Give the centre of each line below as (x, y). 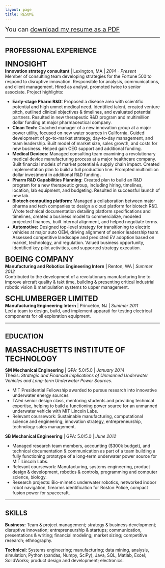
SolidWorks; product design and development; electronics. (65, 560)
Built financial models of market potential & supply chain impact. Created (86, 164)
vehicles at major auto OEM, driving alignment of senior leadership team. (86, 232)
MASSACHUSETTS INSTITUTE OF (65, 350)
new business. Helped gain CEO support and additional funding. (77, 149)
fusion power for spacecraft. (41, 493)
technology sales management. (44, 427)
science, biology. (29, 477)
